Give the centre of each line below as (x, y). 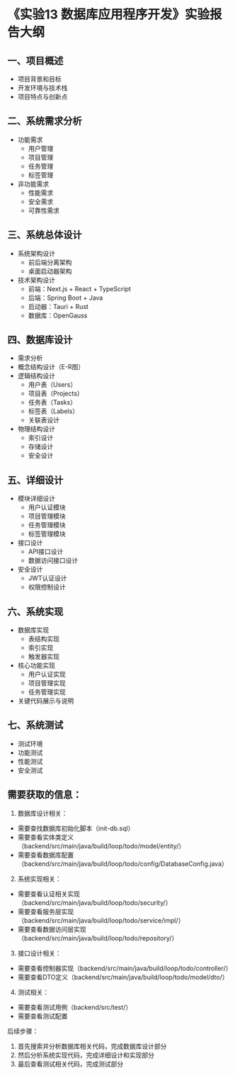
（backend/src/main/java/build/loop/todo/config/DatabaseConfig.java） (122, 863)
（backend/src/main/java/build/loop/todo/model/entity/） (101, 846)
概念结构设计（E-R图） (51, 367)
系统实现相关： (39, 879)
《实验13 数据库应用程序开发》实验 (109, 15)
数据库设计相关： (42, 813)
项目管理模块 (47, 516)
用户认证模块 (47, 507)
